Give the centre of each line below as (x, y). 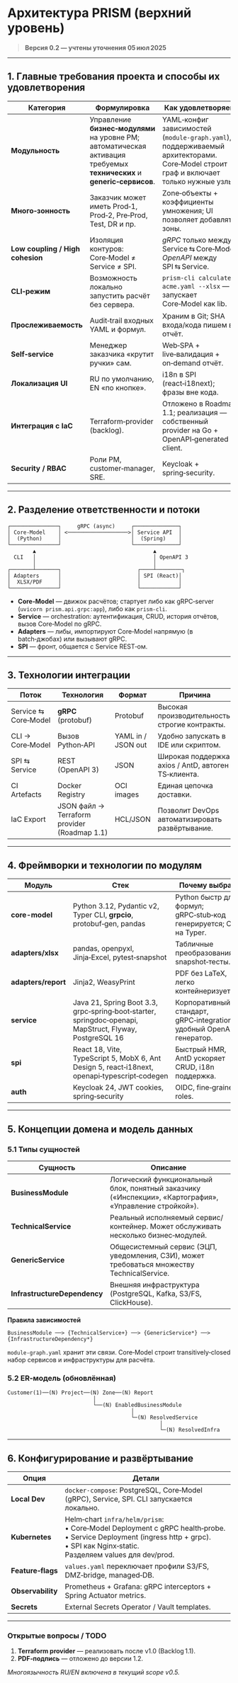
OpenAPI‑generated (195, 439)
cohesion (27, 258)
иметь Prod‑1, (114, 206)
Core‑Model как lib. (194, 304)
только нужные (188, 181)
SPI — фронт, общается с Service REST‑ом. (83, 646)
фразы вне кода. (190, 392)
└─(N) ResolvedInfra (189, 1430)
